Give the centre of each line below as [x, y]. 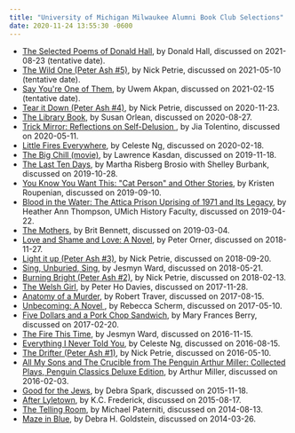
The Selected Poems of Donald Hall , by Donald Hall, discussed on [143, 51]
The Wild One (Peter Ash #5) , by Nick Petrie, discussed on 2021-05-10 [151, 70]
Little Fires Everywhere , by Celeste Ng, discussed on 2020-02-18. [143, 145]
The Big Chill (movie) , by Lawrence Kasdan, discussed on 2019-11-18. [149, 154]
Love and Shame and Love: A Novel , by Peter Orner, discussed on [143, 240]
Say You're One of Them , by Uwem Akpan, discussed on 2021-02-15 [148, 89]
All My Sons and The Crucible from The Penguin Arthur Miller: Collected [154, 362]
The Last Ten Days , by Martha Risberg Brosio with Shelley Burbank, [145, 164]
